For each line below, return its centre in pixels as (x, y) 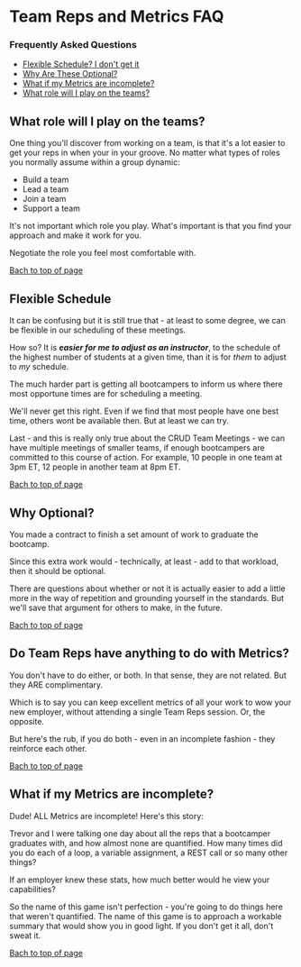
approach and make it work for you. (76, 235)
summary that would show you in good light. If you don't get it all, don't (141, 926)
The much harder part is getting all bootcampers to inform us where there (146, 384)
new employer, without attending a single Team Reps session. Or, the (137, 712)
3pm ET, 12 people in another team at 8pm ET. (95, 467)
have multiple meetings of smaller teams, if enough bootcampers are (137, 448)
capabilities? (32, 889)
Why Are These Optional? (70, 74)
